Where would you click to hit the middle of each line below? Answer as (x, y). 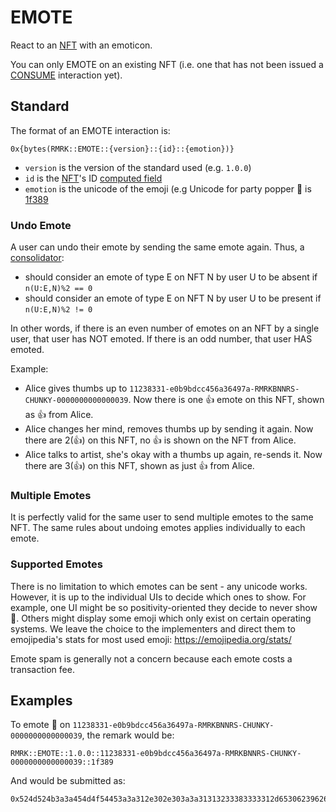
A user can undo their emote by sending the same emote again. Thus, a (157, 247)
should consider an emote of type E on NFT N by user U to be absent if (171, 277)
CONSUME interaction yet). (66, 75)
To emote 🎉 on (40, 725)
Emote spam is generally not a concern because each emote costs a (151, 658)
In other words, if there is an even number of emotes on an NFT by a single (165, 328)
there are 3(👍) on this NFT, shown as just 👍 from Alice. (139, 466)
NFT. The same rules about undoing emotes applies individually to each (158, 528)
